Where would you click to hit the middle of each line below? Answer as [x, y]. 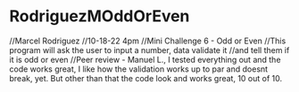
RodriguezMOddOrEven [100, 16]
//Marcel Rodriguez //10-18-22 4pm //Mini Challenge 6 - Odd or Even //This [148, 41]
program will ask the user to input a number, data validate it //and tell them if [149, 50]
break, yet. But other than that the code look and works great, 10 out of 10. [146, 78]
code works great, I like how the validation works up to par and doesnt [139, 69]
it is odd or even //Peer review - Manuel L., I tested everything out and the [145, 59]
